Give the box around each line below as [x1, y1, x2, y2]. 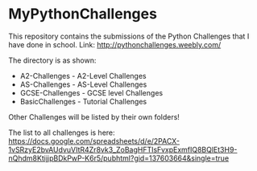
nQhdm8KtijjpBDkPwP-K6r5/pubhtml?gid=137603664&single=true [8, 153, 230, 163]
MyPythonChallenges [8, 5, 157, 23]
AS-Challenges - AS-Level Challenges [19, 79, 147, 89]
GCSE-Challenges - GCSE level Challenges [19, 88, 164, 97]
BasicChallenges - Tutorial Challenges [19, 96, 147, 106]
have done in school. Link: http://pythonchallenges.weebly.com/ [8, 39, 222, 49]
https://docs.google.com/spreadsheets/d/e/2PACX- [8, 136, 180, 145]
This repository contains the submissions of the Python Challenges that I [8, 31, 250, 41]
